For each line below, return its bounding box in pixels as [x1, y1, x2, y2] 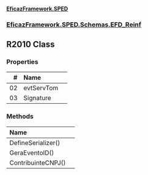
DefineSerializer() [9, 138, 61, 147]
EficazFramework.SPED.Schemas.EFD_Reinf [6, 20, 142, 29]
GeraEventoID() [9, 148, 54, 157]
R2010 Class [6, 39, 55, 49]
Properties [6, 57, 39, 66]
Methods [6, 112, 34, 121]
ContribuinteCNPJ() [9, 158, 66, 167]
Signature [23, 94, 51, 103]
